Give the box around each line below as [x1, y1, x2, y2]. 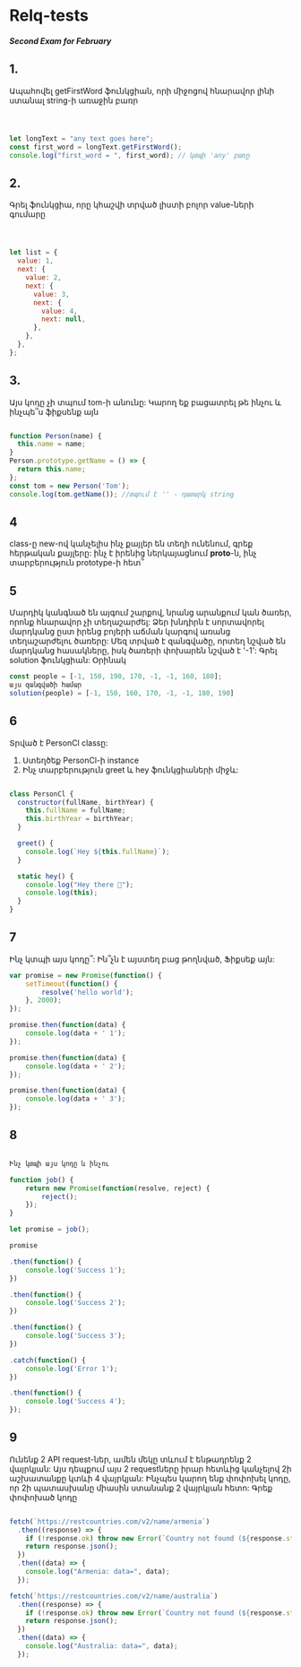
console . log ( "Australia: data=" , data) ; [25, 1642, 178, 1651]
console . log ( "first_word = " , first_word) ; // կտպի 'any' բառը [9, 151, 251, 160]
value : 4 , [41, 307, 78, 315]
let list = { [9, 248, 58, 257]
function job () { [9, 1175, 74, 1184]
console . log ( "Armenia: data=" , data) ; [25, 1568, 170, 1576]
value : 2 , [25, 273, 63, 282]
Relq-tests [9, 5, 90, 26]
